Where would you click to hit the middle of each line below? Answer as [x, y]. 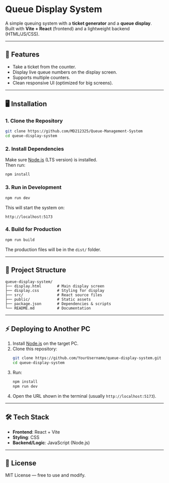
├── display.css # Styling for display [55, 290]
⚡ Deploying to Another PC [48, 329]
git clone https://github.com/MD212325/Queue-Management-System [74, 131]
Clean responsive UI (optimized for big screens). [63, 83]
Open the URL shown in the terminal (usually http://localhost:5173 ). [84, 396]
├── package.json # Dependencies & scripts [58, 304]
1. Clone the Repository [34, 121]
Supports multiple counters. [41, 77]
